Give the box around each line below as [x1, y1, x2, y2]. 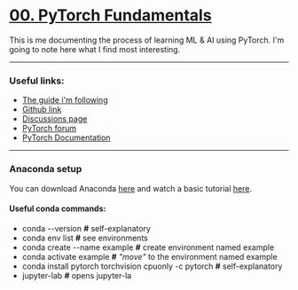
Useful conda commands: [9, 203, 106, 214]
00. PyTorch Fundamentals [9, 5, 212, 26]
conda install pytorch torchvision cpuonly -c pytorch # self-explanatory [21, 261, 283, 271]
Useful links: [9, 74, 65, 87]
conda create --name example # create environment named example [21, 241, 275, 253]
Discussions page [21, 114, 88, 124]
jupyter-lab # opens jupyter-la [21, 270, 132, 280]
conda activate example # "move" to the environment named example [21, 251, 278, 262]
